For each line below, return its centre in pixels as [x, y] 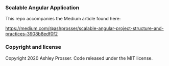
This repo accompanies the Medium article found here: [63, 19]
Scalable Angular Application [42, 8]
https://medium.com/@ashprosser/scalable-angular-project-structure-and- [85, 28]
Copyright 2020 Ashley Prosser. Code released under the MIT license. [79, 58]
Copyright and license [33, 47]
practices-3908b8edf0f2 [32, 34]
